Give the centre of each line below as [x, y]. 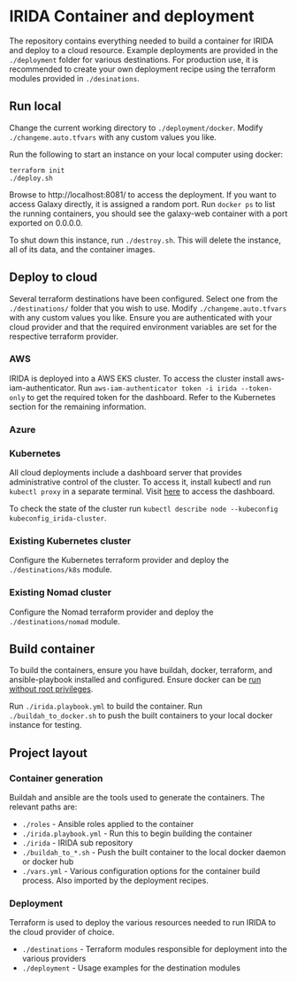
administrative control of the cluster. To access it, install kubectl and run [140, 482]
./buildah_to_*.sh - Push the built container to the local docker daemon [154, 853]
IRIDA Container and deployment [132, 16]
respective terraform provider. [64, 336]
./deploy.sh [31, 178]
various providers [54, 959]
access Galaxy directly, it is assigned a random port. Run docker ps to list [142, 204]
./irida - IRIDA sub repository [77, 843]
